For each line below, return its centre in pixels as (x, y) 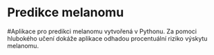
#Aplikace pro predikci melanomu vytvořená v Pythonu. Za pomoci (102, 31)
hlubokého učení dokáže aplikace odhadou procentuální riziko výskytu (107, 38)
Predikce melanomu (66, 13)
